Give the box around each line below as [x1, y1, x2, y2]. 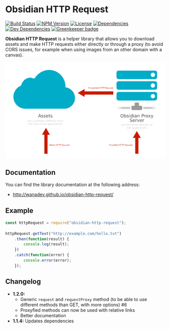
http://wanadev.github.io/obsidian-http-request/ [12, 192, 114, 198]
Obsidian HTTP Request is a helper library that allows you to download [5, 36, 155, 42]
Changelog [5, 277, 41, 286]
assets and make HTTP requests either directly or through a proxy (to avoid [5, 41, 163, 47]
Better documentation [20, 312, 66, 318]
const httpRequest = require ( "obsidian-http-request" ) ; [5, 220, 126, 225]
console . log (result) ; [23, 242, 70, 247]
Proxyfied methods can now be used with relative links [20, 307, 135, 313]
